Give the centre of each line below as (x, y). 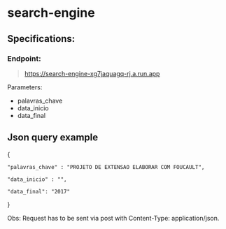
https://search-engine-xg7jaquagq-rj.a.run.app (92, 73)
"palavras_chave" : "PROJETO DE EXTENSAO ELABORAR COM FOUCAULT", (106, 167)
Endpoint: (24, 59)
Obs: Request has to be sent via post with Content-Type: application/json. (113, 218)
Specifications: (41, 39)
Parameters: (25, 87)
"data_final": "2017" (39, 191)
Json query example (53, 138)
